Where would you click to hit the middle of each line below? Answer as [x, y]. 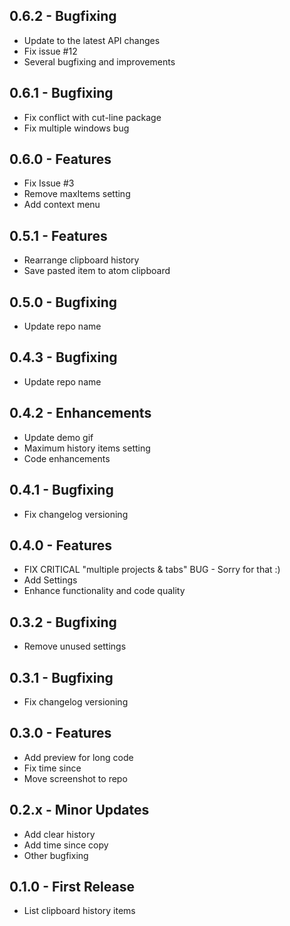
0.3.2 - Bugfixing [63, 622]
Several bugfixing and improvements [99, 61]
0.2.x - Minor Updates [79, 810]
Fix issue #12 [50, 51]
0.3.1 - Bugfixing [61, 677]
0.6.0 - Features [60, 159]
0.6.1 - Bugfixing [61, 93]
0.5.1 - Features [58, 235]
